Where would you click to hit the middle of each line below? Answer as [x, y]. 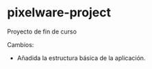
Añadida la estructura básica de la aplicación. [81, 58]
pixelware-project [59, 13]
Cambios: [21, 44]
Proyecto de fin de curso [42, 31]
